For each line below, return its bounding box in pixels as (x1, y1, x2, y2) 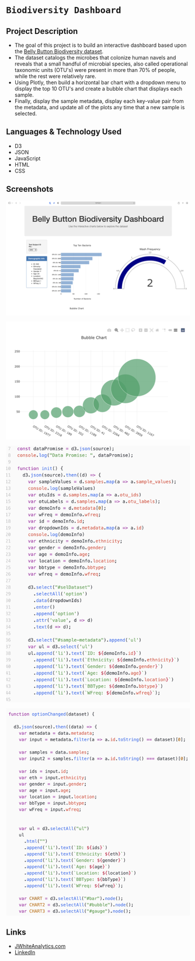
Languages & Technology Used (6, 127, 121, 137)
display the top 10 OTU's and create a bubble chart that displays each (14, 85, 183, 92)
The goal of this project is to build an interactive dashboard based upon (14, 42, 187, 49)
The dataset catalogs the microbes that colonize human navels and (14, 54, 176, 61)
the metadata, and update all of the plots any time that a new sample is (14, 104, 185, 110)
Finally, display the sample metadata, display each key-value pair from (14, 98, 184, 105)
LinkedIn (14, 949, 36, 956)
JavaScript (14, 155, 41, 162)
